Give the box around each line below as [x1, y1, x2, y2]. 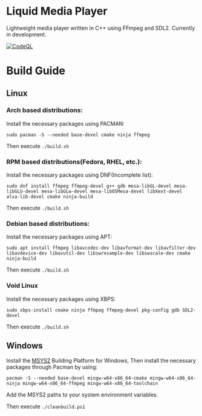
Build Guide [6, 64, 65, 78]
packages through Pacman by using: [6, 363, 98, 370]
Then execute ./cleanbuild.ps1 [6, 403, 86, 410]
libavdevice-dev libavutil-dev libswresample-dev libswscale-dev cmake [6, 250, 191, 256]
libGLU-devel [6, 188, 39, 195]
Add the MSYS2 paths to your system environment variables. [6, 390, 158, 398]
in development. [6, 30, 47, 38]
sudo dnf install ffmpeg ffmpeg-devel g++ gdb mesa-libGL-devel [6, 183, 172, 189]
